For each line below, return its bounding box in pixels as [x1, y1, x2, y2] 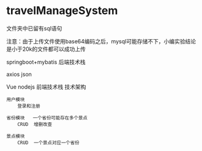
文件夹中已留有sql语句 [6, 24, 62, 32]
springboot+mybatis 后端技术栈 [6, 58, 86, 65]
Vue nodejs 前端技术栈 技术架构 [6, 83, 87, 90]
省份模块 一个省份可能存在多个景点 [6, 114, 88, 121]
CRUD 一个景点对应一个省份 [17, 139, 80, 145]
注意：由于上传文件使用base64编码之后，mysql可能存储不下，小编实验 [6, 37, 185, 45]
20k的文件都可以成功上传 [22, 45, 86, 53]
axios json [6, 70, 32, 78]
